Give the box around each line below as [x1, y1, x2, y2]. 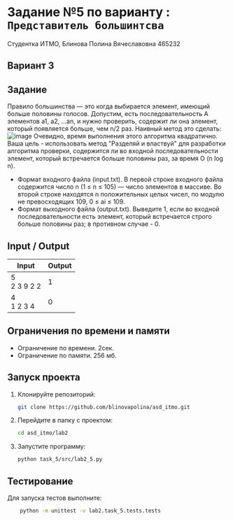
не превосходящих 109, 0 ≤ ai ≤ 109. [17, 197, 125, 206]
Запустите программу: [17, 442, 86, 451]
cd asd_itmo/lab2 [17, 429, 69, 437]
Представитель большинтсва [7, 19, 164, 32]
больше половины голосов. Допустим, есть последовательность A [7, 110, 209, 118]
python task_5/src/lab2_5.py [17, 456, 103, 463]
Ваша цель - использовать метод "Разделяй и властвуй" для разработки [7, 139, 226, 148]
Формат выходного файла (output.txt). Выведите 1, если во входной [17, 205, 220, 213]
